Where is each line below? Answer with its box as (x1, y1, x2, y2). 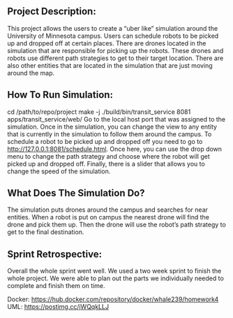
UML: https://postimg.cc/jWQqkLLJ (7, 303, 110, 311)
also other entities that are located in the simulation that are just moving (7, 61, 213, 69)
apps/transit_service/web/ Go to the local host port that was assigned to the (7, 115, 226, 123)
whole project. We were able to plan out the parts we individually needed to (7, 274, 225, 282)
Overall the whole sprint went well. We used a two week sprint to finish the (7, 267, 222, 275)
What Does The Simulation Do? (7, 187, 145, 199)
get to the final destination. (7, 228, 84, 236)
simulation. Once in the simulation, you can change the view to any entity (7, 122, 218, 131)
